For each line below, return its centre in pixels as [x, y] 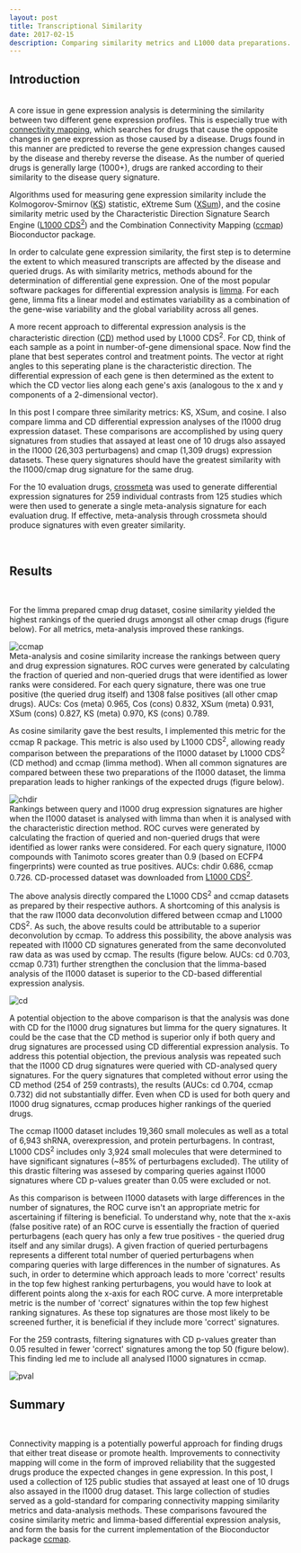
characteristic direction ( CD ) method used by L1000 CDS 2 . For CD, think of [147, 336]
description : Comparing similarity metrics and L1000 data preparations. [150, 43]
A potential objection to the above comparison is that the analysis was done [150, 1018]
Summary [37, 1404]
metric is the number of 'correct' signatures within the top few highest [139, 1303]
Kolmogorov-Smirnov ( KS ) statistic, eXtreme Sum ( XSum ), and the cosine [145, 204]
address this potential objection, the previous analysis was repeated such [145, 1057]
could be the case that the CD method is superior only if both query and [142, 1037]
